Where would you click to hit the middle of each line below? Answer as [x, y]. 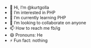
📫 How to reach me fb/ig [35, 28]
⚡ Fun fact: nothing [29, 40]
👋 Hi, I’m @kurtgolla [29, 7]
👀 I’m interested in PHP [32, 12]
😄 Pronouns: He [26, 35]
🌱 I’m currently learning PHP [38, 18]
